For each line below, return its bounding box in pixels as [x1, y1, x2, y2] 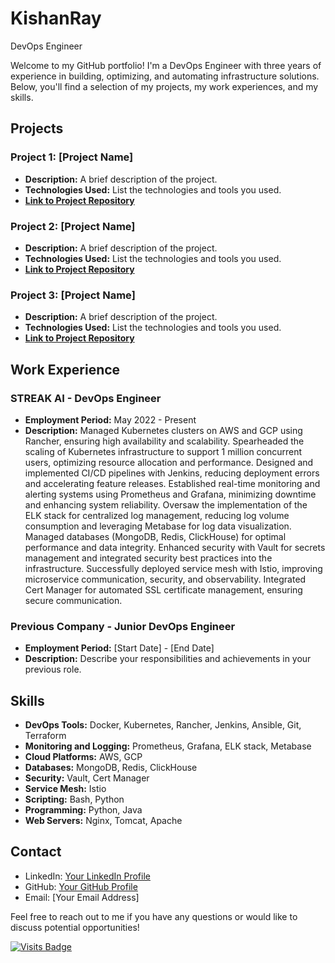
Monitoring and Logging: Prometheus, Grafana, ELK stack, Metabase [24, 740, 312, 752]
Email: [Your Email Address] [24, 891, 140, 903]
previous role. [24, 663, 82, 676]
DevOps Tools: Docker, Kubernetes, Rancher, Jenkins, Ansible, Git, [24, 719, 302, 731]
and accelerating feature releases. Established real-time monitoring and [24, 477, 321, 489]
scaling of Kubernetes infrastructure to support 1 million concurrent [24, 445, 303, 457]
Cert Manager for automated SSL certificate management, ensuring [24, 583, 303, 596]
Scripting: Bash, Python [24, 793, 125, 806]
